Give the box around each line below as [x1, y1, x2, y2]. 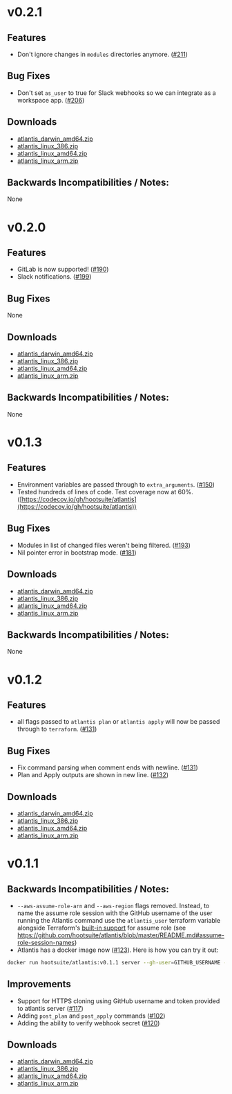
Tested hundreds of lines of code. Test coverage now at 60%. [17, 487, 193, 496]
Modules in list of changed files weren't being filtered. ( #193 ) [17, 541, 191, 549]
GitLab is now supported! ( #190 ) [17, 265, 109, 274]
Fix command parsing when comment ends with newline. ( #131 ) [17, 763, 198, 772]
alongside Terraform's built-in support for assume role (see [17, 923, 186, 932]
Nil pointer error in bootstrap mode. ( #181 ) [17, 548, 137, 557]
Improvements [7, 978, 71, 990]
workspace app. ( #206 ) [17, 96, 85, 104]
